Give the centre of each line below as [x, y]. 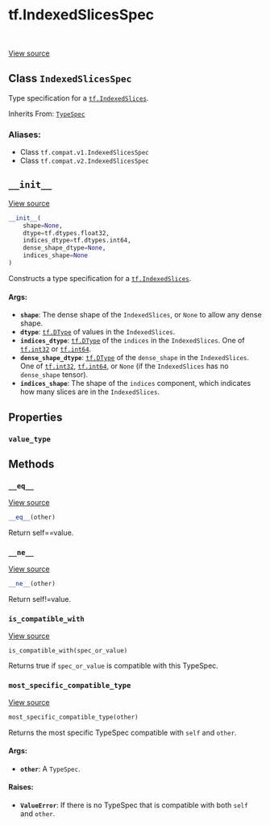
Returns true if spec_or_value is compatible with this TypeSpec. [114, 665]
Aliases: [25, 135]
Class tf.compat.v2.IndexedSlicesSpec [84, 161]
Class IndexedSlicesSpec [70, 79]
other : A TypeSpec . [50, 769]
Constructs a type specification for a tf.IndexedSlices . [100, 278]
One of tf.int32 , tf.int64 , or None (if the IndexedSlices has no [124, 366]
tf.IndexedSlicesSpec [81, 15]
